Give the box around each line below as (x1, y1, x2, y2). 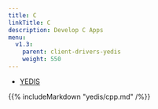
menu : (8, 33, 26, 42)
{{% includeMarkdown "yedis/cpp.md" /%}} (8, 92, 151, 101)
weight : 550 (22, 56, 61, 64)
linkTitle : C (8, 19, 51, 27)
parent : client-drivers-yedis (22, 48, 122, 56)
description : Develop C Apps (8, 26, 104, 34)
